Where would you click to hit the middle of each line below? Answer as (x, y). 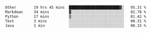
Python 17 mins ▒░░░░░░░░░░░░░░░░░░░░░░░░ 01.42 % (76, 16)
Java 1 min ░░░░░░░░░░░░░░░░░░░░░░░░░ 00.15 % (76, 25)
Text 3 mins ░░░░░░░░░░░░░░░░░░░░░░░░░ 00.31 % (76, 21)
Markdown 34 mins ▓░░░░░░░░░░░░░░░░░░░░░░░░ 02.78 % (76, 12)
